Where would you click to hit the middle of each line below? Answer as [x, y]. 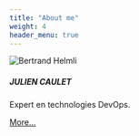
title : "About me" [44, 18]
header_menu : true [44, 35]
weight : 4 [28, 26]
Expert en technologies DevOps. [70, 105]
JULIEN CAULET [41, 81]
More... [23, 122]
